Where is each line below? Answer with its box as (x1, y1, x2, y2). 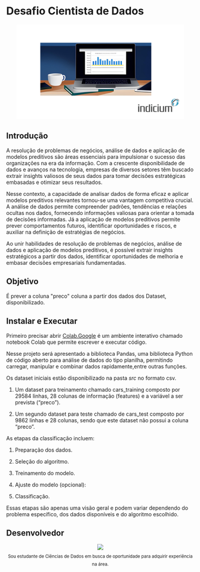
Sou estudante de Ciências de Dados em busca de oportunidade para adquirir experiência (8, 553, 193, 559)
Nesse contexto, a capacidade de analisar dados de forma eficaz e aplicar (6, 190, 189, 197)
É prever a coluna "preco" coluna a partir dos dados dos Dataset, (6, 292, 167, 299)
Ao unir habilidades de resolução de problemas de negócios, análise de (6, 240, 182, 247)
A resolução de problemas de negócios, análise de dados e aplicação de (6, 147, 185, 154)
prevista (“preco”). (14, 398, 61, 405)
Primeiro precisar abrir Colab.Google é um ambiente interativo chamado (6, 332, 183, 339)
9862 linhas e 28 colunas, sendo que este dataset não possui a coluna (14, 416, 189, 423)
